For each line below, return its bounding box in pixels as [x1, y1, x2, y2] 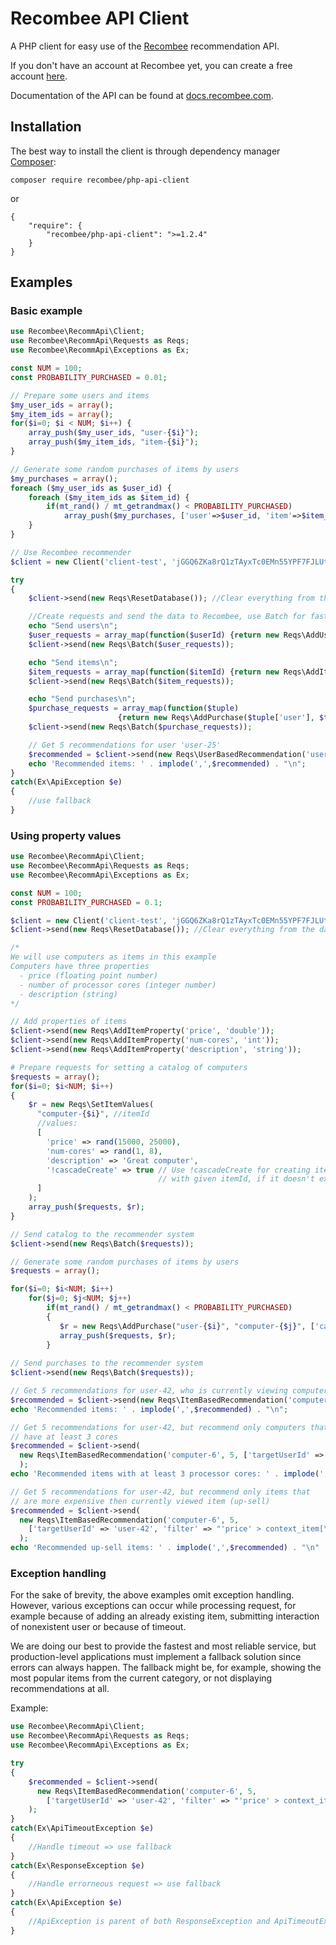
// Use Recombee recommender [10, 547, 132, 557]
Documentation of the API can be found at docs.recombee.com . [10, 89, 274, 101]
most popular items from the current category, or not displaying [10, 1672, 273, 1684]
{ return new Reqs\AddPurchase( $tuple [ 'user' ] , [117, 713, 315, 723]
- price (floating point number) [19, 970, 159, 981]
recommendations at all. [10, 1683, 110, 1695]
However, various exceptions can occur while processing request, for [10, 1600, 297, 1612]
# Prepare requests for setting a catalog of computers [10, 1062, 248, 1072]
